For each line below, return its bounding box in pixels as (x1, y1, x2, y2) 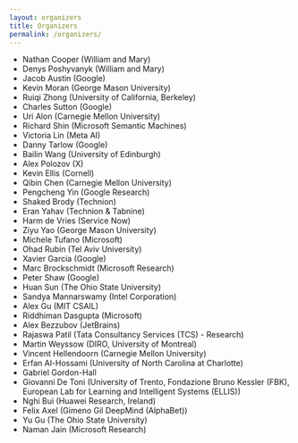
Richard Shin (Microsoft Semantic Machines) (21, 121, 187, 131)
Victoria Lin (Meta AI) (21, 130, 101, 141)
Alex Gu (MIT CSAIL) (21, 301, 99, 312)
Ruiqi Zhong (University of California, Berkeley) (21, 92, 197, 103)
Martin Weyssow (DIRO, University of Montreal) (21, 339, 197, 349)
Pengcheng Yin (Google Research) (21, 187, 150, 197)
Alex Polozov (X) (21, 158, 84, 170)
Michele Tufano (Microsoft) (21, 234, 123, 246)
